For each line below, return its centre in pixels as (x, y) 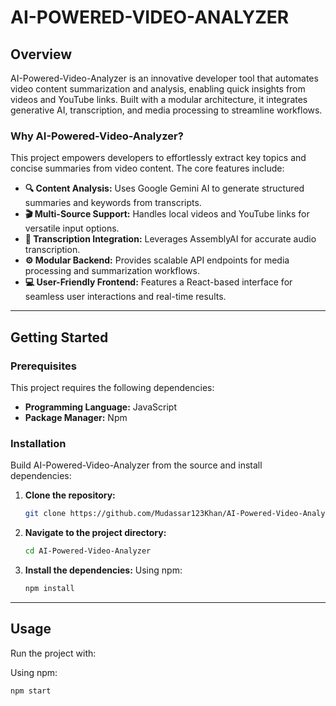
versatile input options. (72, 228)
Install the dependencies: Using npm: (103, 570)
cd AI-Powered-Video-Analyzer (88, 551)
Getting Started (59, 337)
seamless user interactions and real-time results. (125, 297)
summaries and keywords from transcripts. (113, 203)
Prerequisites (43, 366)
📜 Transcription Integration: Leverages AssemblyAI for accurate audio (170, 239)
